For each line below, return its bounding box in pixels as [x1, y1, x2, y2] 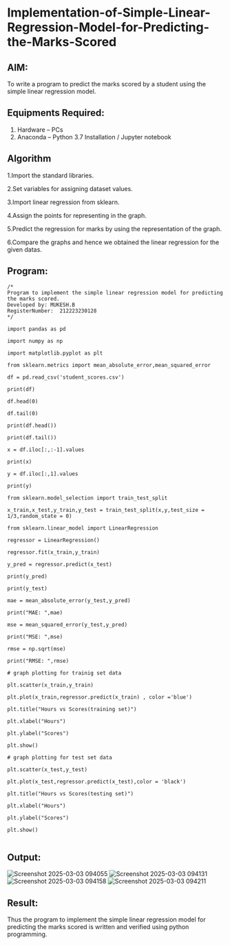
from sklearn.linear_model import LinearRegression [7, 525, 158, 532]
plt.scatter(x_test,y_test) [7, 766, 88, 773]
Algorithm [7, 153, 52, 165]
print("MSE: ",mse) [7, 633, 63, 641]
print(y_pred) [7, 573, 48, 580]
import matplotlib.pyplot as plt [7, 350, 103, 357]
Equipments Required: [7, 107, 105, 119]
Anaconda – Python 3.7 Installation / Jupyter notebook [17, 132, 171, 141]
